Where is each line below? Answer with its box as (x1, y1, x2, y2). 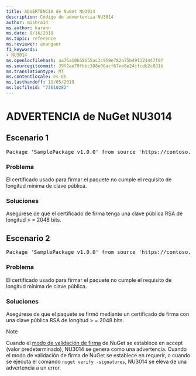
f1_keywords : (6, 47, 38, 53)
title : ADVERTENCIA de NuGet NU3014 (6, 8, 95, 15)
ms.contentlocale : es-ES (6, 74, 67, 80)
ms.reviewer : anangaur (6, 42, 61, 47)
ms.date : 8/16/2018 (6, 30, 54, 36)
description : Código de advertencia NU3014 (6, 14, 114, 20)
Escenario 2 (6, 233, 51, 243)
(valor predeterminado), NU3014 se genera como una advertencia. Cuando (6, 346, 187, 353)
